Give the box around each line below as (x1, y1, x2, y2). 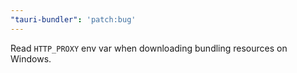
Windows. (10, 52, 52, 65)
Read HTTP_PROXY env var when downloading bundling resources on (10, 42, 288, 54)
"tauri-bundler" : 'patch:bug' (10, 14, 137, 25)
